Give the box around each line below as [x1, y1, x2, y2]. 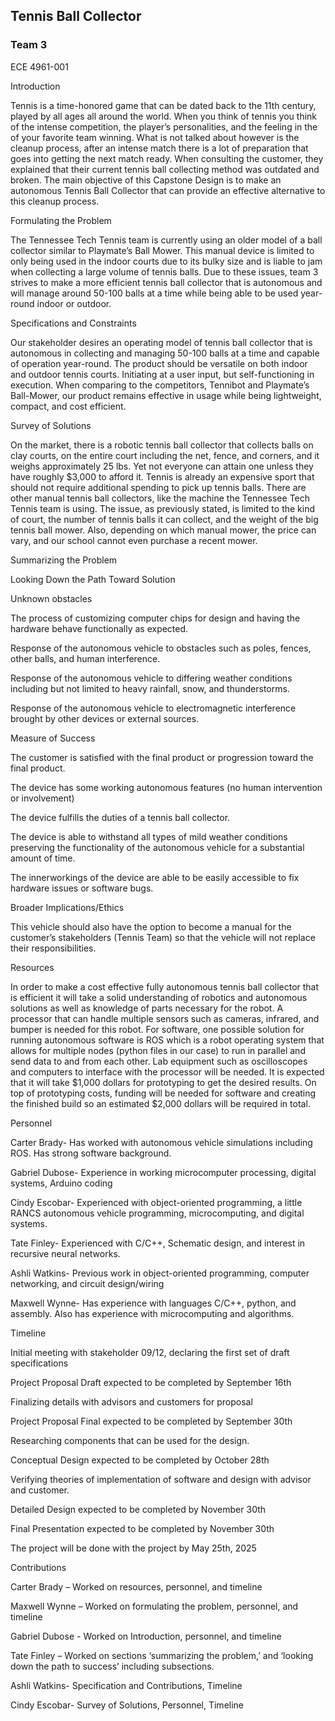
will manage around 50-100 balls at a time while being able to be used [10, 287, 299, 299]
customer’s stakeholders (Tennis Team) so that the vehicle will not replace [10, 931, 316, 943]
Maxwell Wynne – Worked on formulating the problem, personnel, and [10, 1600, 299, 1612]
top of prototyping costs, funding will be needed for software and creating [10, 1087, 317, 1099]
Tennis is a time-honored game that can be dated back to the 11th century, [10, 99, 317, 111]
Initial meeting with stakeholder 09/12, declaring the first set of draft [10, 1346, 290, 1358]
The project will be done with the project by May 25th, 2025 [10, 1542, 257, 1554]
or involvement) [10, 792, 75, 804]
